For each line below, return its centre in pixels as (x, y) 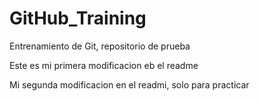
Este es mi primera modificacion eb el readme (104, 65)
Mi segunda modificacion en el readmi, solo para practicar (129, 84)
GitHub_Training (78, 18)
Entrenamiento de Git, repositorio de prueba (100, 46)
